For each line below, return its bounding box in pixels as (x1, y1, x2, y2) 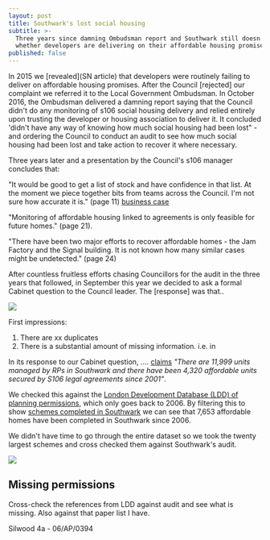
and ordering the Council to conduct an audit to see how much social (8, 131, 237, 141)
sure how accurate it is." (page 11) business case (8, 197, 170, 206)
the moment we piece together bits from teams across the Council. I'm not (8, 189, 255, 197)
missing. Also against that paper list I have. (8, 508, 150, 517)
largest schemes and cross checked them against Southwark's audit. (8, 440, 237, 449)
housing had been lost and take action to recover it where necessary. (8, 140, 238, 149)
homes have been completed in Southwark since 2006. (8, 416, 191, 425)
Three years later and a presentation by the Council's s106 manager (8, 156, 233, 165)
